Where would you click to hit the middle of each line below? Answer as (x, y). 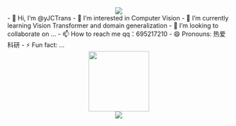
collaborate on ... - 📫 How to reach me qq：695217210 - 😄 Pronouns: (110, 34)
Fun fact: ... (48, 45)
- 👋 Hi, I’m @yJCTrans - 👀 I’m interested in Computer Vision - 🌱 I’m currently (118, 18)
